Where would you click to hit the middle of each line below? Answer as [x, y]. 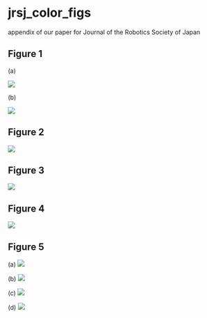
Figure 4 [26, 208]
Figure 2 [26, 133]
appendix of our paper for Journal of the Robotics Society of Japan [104, 32]
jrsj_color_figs [50, 13]
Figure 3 [26, 170]
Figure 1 [25, 54]
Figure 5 [26, 247]
